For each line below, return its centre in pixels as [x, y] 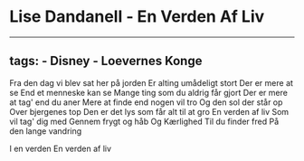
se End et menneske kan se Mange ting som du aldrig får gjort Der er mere [148, 92]
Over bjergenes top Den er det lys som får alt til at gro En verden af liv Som [149, 111]
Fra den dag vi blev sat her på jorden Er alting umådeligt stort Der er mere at [152, 82]
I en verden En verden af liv [60, 148]
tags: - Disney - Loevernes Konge [106, 61]
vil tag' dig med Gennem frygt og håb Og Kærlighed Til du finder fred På [144, 121]
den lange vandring [46, 131]
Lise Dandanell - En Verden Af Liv [137, 17]
